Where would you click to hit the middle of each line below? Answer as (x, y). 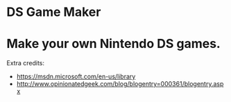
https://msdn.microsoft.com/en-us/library (76, 76)
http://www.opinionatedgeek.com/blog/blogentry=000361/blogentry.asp (120, 84)
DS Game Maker (54, 12)
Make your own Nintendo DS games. (114, 44)
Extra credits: (26, 63)
